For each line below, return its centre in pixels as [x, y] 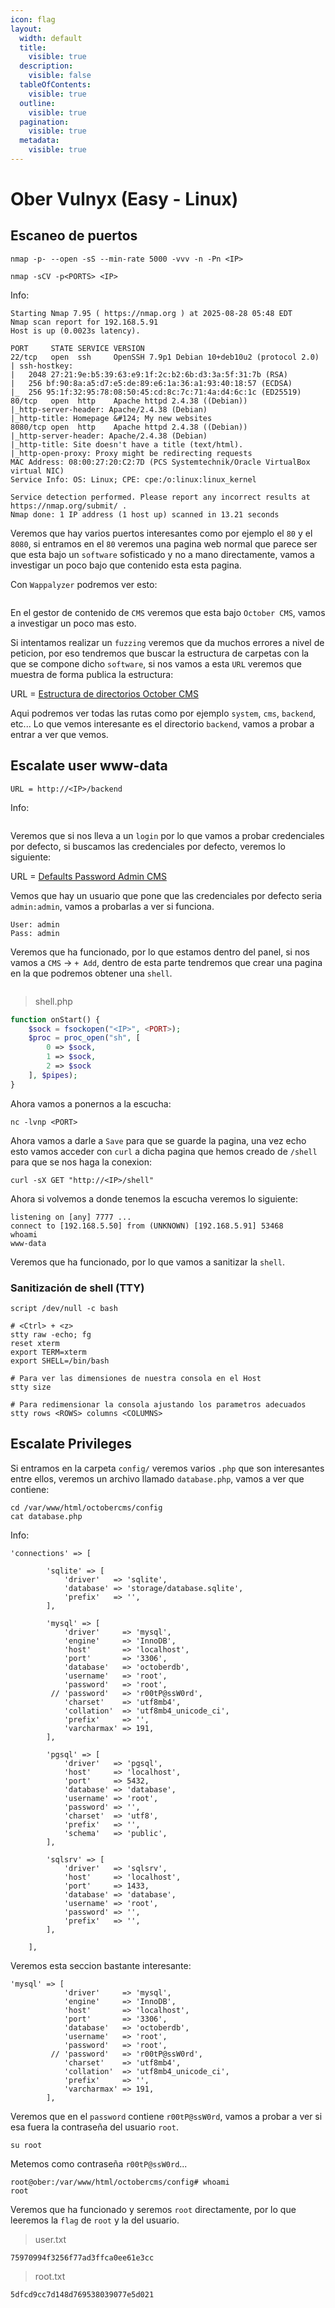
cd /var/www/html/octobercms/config [86, 1507]
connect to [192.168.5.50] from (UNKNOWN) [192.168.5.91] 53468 [147, 1226]
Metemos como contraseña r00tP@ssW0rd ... [99, 2163]
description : [46, 66]
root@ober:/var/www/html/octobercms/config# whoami [120, 2182]
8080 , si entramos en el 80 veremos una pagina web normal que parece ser [164, 543]
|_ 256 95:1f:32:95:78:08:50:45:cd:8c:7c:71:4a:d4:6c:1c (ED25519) [156, 392]
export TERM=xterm [48, 1352]
